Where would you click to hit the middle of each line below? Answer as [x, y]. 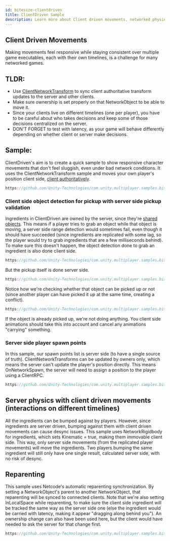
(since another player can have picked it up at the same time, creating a [80, 294]
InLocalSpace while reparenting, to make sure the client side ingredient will [83, 503]
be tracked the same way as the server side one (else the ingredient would [83, 508]
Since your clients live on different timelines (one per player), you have [86, 113]
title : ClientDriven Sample [35, 15]
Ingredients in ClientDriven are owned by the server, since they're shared [81, 218]
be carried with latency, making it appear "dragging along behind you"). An [83, 514]
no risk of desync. [24, 458]
